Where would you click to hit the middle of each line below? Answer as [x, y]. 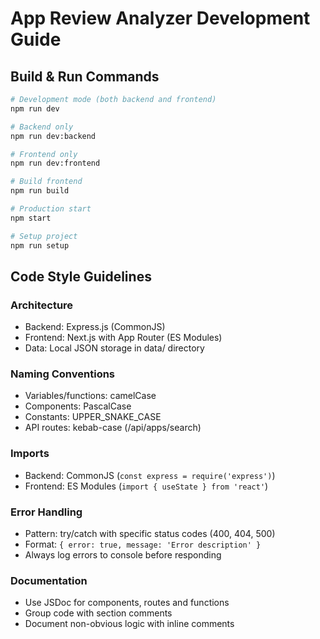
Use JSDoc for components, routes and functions [127, 603]
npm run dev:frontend [55, 163]
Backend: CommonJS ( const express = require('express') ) [150, 475]
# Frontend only [44, 154]
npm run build [40, 191]
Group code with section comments [98, 613]
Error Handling [46, 512]
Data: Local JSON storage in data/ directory [114, 348]
